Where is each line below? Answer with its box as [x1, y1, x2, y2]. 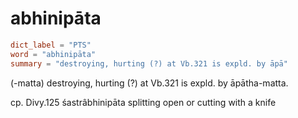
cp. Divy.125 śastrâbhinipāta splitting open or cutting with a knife [10, 96, 277, 108]
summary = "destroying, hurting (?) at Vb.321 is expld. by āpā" [10, 58, 288, 69]
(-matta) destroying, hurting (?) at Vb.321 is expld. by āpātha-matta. [10, 77, 289, 89]
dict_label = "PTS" [10, 40, 92, 50]
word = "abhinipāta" [10, 49, 97, 59]
